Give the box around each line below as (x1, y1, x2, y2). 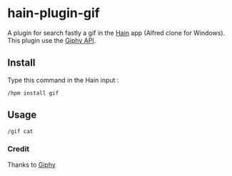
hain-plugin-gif (7, 5, 100, 21)
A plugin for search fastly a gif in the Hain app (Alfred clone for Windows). (7, 29, 226, 37)
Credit (7, 144, 30, 154)
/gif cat (7, 128, 34, 135)
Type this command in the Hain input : (7, 76, 119, 84)
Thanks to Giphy (7, 160, 56, 169)
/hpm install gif (7, 89, 59, 97)
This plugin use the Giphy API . (7, 36, 96, 44)
